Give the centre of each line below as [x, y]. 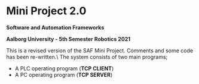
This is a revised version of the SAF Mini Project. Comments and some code [99, 50]
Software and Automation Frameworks [55, 27]
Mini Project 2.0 [46, 11]
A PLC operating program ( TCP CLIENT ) [64, 68]
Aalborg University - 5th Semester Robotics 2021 [68, 39]
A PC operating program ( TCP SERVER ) [64, 74]
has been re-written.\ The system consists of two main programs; [87, 57]
